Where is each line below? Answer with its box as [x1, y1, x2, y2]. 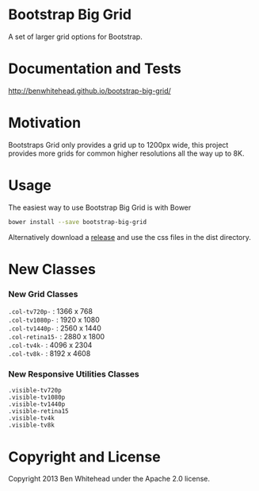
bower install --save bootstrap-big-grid [8, 218, 147, 226]
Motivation [8, 114, 82, 132]
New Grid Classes [8, 288, 78, 300]
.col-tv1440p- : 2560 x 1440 [8, 323, 101, 333]
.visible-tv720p [8, 387, 62, 395]
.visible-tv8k [8, 421, 55, 430]
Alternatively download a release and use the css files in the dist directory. [8, 232, 252, 242]
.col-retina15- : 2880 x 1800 [8, 332, 105, 342]
